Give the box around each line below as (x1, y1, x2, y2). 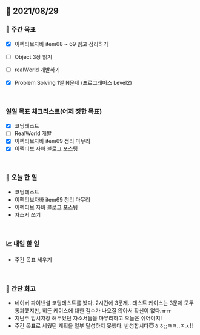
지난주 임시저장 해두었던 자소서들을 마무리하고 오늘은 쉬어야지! (14, 314, 162, 322)
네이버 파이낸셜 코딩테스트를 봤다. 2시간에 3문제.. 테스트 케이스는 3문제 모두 (14, 299, 195, 307)
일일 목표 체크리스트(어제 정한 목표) (5, 107, 102, 116)
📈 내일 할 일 (5, 239, 40, 248)
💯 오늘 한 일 (5, 173, 38, 182)
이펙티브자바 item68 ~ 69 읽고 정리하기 (14, 40, 108, 47)
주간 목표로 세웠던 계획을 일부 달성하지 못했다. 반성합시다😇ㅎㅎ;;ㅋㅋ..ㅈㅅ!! (14, 322, 193, 330)
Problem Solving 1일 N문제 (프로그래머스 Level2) (14, 79, 133, 86)
